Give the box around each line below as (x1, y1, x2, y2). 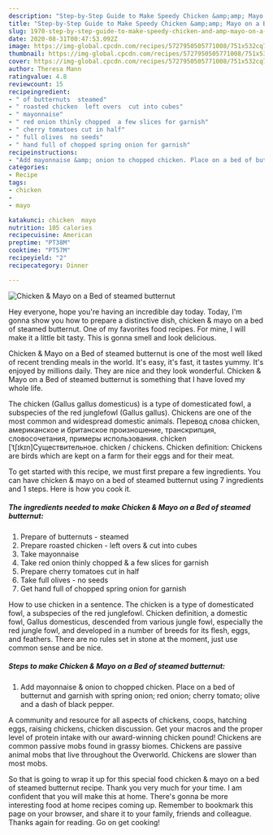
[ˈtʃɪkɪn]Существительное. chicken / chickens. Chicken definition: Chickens (8, 442, 262, 452)
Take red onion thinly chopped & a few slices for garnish (19, 557, 209, 567)
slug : (8, 27, 27, 35)
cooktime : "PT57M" (8, 246, 71, 255)
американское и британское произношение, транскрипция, (8, 424, 217, 434)
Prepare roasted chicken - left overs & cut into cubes (19, 540, 197, 550)
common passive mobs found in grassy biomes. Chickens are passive (8, 741, 242, 750)
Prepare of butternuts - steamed (19, 531, 129, 542)
